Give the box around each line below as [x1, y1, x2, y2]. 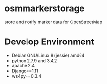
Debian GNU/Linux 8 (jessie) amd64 [11, 52, 85, 58]
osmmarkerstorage [4, 3, 85, 14]
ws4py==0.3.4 [11, 73, 42, 79]
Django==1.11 [11, 68, 38, 74]
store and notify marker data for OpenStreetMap [4, 19, 103, 25]
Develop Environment [4, 36, 94, 47]
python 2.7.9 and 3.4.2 [11, 57, 57, 63]
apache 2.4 [11, 63, 35, 68]
